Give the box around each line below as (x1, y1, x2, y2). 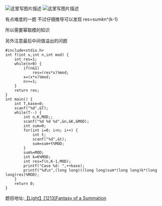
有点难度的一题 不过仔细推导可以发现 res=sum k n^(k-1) (5, 16, 118, 22)
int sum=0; (23, 123, 47, 128)
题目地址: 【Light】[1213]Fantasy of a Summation (5, 195, 106, 201)
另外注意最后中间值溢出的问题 (5, 38, 67, 44)
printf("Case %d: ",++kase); (23, 163, 85, 168)
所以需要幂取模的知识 (5, 27, 50, 33)
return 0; (14, 181, 35, 186)
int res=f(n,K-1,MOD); (23, 159, 71, 164)
